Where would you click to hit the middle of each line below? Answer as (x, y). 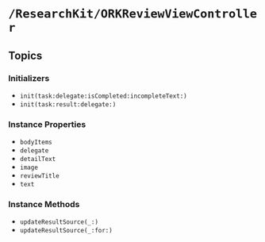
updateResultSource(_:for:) (66, 231)
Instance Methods (44, 205)
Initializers (29, 78)
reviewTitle (39, 176)
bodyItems (36, 142)
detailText (38, 159)
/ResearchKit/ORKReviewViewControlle (133, 14)
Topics (25, 55)
